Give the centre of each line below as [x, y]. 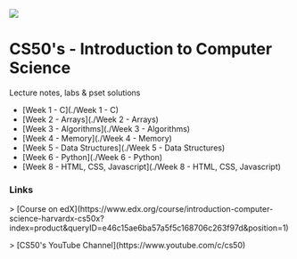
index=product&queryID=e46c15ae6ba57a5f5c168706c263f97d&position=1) [149, 228]
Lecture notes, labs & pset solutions [75, 93]
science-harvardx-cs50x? [57, 219]
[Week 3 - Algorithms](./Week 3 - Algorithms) [106, 128]
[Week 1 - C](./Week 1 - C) [70, 109]
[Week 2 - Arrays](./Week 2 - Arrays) [90, 119]
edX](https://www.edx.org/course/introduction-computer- [166, 209]
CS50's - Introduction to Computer [141, 49]
